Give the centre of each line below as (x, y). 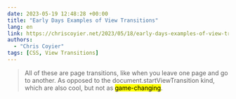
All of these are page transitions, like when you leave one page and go (126, 73)
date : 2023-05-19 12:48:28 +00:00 (58, 14)
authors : (20, 40)
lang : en (20, 27)
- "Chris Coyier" (39, 46)
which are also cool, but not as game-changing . (93, 88)
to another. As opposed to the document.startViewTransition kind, (120, 80)
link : (15, 33)
